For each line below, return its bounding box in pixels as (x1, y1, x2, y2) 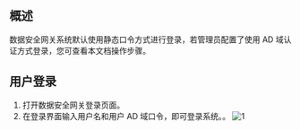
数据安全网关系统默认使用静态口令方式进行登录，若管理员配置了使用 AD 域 (9, 34, 284, 45)
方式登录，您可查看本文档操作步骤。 (16, 45, 150, 56)
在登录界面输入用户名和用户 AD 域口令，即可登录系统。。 (21, 110, 231, 121)
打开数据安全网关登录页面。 (21, 100, 125, 110)
